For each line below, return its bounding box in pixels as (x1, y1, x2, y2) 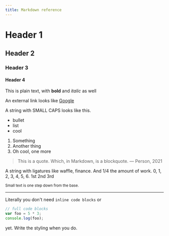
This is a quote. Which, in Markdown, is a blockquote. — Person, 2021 (17, 158, 162, 164)
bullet (12, 117, 25, 124)
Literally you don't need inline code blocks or (5, 197, 102, 203)
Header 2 (5, 49, 35, 58)
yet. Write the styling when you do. (5, 225, 77, 231)
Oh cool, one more (12, 148, 51, 154)
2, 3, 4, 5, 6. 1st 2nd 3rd (5, 173, 54, 180)
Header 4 (5, 77, 25, 83)
